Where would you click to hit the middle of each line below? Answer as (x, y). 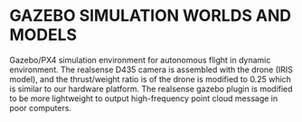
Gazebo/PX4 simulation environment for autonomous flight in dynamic (140, 60)
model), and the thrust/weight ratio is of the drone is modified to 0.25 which (151, 79)
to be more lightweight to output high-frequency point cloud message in (144, 98)
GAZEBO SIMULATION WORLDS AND (151, 16)
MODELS (43, 35)
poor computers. (41, 108)
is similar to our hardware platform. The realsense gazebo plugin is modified (151, 89)
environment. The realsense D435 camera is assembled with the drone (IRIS (151, 70)
